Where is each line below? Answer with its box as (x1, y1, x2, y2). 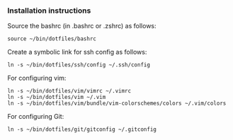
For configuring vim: (7, 74, 67, 83)
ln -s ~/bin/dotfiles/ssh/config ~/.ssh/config (7, 62, 151, 69)
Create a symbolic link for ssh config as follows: (7, 48, 147, 57)
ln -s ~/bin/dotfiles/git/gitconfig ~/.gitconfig (7, 126, 157, 133)
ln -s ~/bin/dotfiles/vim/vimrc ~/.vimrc (7, 88, 132, 95)
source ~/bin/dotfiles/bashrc (7, 35, 97, 42)
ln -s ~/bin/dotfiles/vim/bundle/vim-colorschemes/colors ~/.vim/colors (7, 100, 227, 107)
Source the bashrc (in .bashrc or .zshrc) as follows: (7, 22, 157, 30)
